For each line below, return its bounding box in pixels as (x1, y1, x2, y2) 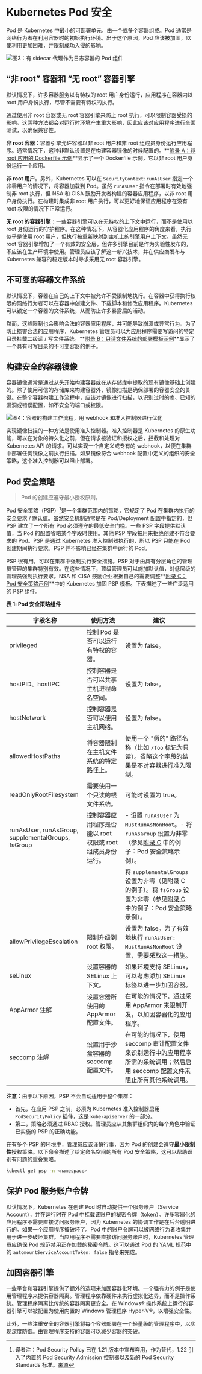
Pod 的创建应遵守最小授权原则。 (20, 494, 101, 501)
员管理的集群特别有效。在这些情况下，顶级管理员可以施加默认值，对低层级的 (6, 565, 196, 572)
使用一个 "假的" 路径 (125, 734, 182, 742)
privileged (9, 641, 38, 649)
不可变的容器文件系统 (6, 275, 85, 285)
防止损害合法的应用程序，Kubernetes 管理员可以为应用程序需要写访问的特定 (6, 327, 194, 335)
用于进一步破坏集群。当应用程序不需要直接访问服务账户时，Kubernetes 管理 (6, 1233, 194, 1240)
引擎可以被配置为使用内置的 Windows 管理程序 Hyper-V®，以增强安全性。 (11, 1307, 195, 1315)
